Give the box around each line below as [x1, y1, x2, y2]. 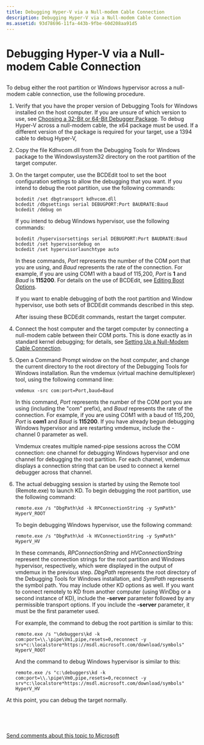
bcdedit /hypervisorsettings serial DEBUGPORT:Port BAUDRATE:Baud [15, 236, 188, 242]
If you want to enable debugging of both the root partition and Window [15, 294, 193, 302]
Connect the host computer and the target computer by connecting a [15, 325, 189, 332]
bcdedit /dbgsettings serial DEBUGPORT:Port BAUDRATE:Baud [15, 201, 169, 208]
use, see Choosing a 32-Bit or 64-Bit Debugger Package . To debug [15, 115, 185, 122]
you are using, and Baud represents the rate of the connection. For [15, 263, 183, 271]
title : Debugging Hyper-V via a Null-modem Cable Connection [6, 9, 165, 15]
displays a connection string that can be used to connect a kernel [15, 462, 180, 469]
